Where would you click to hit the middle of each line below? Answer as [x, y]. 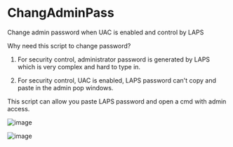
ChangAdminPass [61, 13]
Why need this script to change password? [69, 45]
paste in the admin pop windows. [65, 87]
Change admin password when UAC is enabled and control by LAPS [106, 32]
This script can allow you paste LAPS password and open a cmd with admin [117, 101]
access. [19, 108]
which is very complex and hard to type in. [79, 66]
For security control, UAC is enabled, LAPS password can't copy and [116, 80]
